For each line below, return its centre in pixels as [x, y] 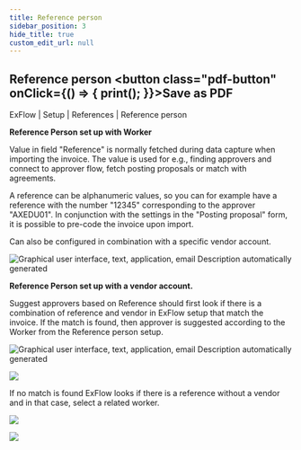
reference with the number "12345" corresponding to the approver [133, 205]
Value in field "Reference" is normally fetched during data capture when [142, 150]
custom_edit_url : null [52, 43]
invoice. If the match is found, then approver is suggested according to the [147, 322]
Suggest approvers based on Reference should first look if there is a [136, 304]
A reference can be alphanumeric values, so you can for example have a [143, 196]
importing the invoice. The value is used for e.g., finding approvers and [141, 159]
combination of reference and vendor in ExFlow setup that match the [137, 313]
